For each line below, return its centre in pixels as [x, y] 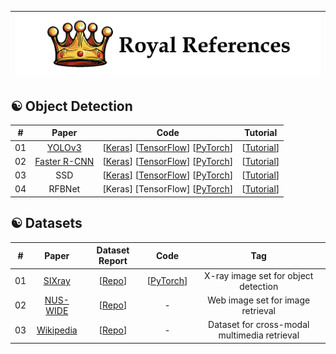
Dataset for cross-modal [259, 325]
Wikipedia [57, 330]
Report [113, 261]
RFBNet [64, 189]
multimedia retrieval [259, 335]
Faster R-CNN [64, 161]
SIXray [57, 281]
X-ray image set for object [259, 275]
